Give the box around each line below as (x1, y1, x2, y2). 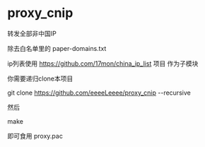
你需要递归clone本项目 (7, 74, 74, 83)
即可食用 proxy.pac (7, 131, 64, 140)
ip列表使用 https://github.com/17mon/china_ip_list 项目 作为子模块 (7, 59, 199, 68)
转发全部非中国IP (7, 29, 57, 37)
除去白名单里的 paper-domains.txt (7, 44, 107, 52)
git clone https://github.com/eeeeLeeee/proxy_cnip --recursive (7, 88, 191, 97)
